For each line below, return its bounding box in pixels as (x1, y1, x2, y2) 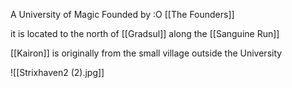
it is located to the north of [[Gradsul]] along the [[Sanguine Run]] (10, 28, 280, 39)
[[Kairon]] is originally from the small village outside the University (10, 47, 283, 59)
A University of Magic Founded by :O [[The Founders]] (10, 9, 235, 20)
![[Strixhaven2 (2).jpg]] (10, 67, 105, 78)
